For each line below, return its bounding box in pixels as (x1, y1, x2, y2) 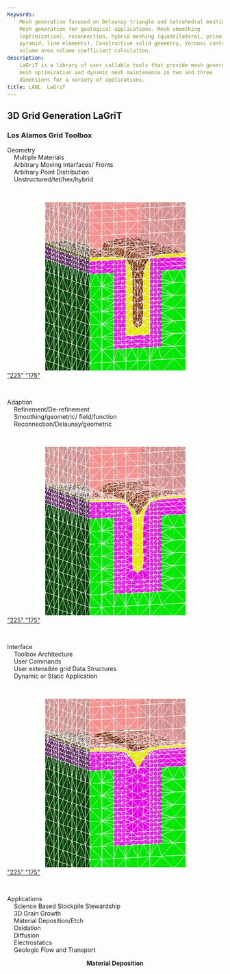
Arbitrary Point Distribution (13, 168, 90, 177)
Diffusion (13, 931, 40, 940)
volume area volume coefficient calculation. (19, 47, 152, 54)
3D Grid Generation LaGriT (7, 110, 123, 122)
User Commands (13, 657, 62, 666)
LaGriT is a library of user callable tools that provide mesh (19, 62, 204, 69)
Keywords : (7, 11, 36, 18)
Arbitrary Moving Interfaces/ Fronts (13, 161, 114, 169)
